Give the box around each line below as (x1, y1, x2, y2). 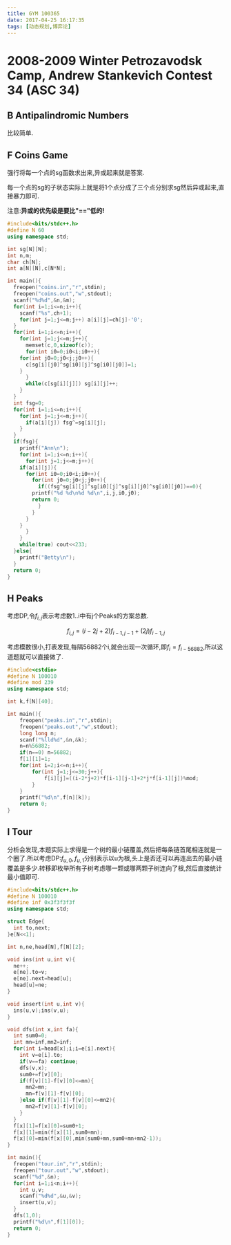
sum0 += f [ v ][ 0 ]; (19, 1071, 63, 1078)
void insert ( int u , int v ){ (7, 1000, 85, 1007)
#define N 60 (7, 227, 45, 234)
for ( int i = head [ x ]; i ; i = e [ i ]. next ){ (13, 1045, 116, 1052)
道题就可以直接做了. (7, 652, 64, 661)
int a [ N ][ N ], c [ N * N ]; (7, 265, 67, 272)
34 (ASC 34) (7, 82, 80, 98)
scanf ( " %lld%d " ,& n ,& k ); (19, 736, 88, 744)
